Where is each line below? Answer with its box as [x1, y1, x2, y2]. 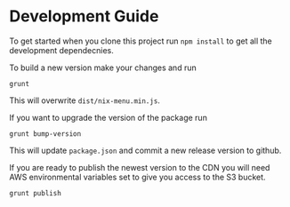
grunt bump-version [9, 129, 82, 139]
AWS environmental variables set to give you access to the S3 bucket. [9, 171, 266, 182]
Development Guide [9, 6, 159, 27]
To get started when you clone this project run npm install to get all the [9, 36, 273, 46]
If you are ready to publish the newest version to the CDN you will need [9, 162, 270, 172]
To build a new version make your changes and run [9, 62, 197, 73]
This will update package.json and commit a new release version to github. [9, 145, 282, 155]
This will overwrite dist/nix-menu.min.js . [9, 95, 160, 106]
